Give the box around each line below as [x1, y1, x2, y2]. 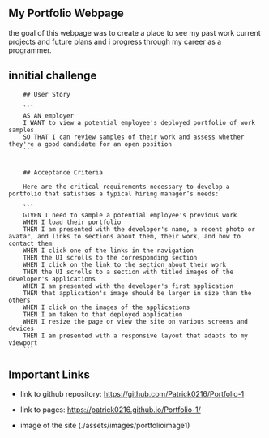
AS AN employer [23, 111, 75, 120]
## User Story [23, 90, 70, 98]
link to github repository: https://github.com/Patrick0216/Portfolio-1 [19, 389, 245, 399]
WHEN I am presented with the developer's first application [23, 281, 233, 290]
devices [8, 324, 35, 333]
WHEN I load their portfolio [23, 218, 122, 226]
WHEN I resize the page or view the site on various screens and [23, 317, 249, 325]
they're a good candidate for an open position [8, 140, 173, 148]
